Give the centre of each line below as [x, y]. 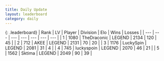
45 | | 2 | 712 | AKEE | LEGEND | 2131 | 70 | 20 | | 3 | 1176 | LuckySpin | [76, 43]
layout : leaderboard [26, 14]
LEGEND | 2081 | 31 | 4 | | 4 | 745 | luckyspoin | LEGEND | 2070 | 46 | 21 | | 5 [82, 48]
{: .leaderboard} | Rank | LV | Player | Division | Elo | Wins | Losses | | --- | [80, 33]
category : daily [22, 19]
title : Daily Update [26, 10]
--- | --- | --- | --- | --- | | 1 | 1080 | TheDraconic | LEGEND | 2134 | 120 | [83, 38]
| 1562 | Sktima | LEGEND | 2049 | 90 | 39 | [49, 53]
